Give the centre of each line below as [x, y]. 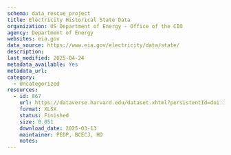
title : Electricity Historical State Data [69, 20]
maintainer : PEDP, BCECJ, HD [61, 134]
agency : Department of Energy [51, 33]
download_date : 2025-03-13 [58, 128]
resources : [23, 90]
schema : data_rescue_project [49, 13]
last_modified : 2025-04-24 [46, 58]
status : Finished [44, 115]
